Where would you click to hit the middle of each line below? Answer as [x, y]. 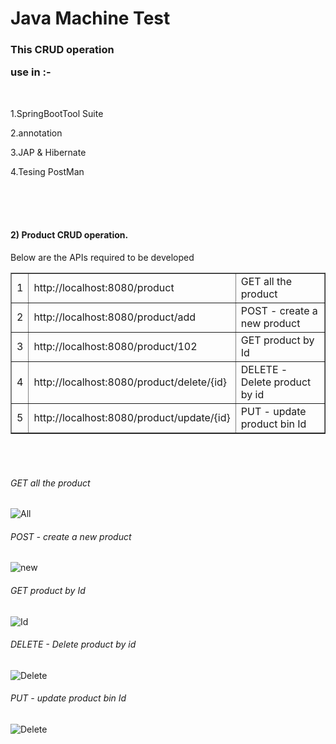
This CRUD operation [62, 50]
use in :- [31, 72]
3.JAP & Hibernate [48, 152]
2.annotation [36, 133]
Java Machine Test [90, 18]
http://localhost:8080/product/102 [115, 347]
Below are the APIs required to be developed [102, 258]
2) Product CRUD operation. [69, 235]
